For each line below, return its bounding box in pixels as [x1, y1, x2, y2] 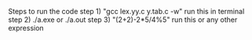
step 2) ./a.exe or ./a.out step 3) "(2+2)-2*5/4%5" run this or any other [8, 15, 238, 24]
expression [8, 24, 45, 32]
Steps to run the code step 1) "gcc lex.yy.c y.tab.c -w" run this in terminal [8, 7, 245, 16]
